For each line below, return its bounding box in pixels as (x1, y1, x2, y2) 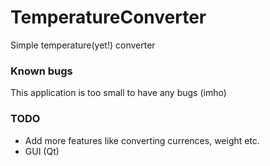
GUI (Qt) (24, 145, 60, 157)
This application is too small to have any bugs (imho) (10, 87, 227, 99)
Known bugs (10, 64, 73, 78)
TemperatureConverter (10, 6, 207, 29)
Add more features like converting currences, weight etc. (24, 134, 260, 146)
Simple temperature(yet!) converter (10, 39, 156, 51)
